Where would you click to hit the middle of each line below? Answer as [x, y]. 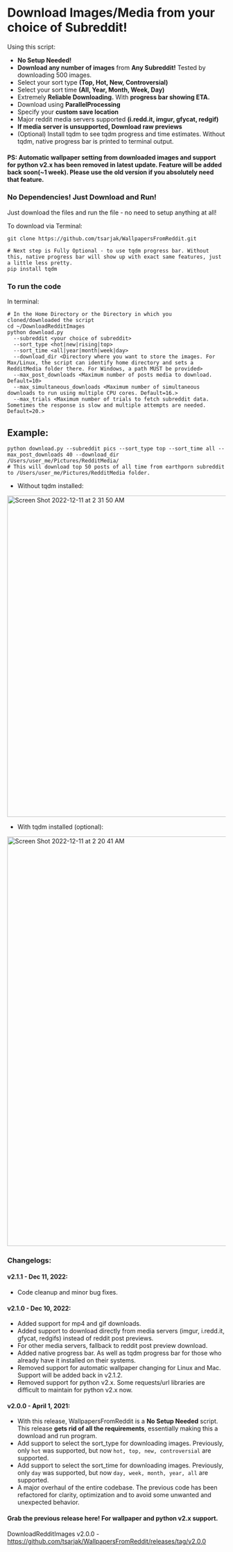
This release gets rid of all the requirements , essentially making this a [118, 1428]
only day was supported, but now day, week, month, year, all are [113, 1473]
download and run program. [57, 1436]
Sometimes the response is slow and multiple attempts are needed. [107, 405]
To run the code [34, 286]
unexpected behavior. [48, 1502]
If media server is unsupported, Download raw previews [100, 126]
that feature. [26, 179]
